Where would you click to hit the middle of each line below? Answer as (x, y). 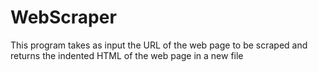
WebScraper (63, 17)
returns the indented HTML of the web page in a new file (127, 55)
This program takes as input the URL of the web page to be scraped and (159, 45)
